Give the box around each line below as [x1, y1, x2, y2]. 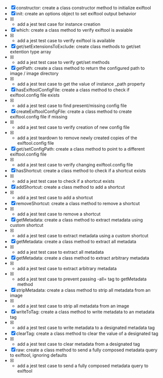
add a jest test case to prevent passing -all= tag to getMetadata [17, 276, 147, 282]
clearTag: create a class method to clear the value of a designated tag [16, 330, 159, 336]
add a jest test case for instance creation [17, 21, 100, 27]
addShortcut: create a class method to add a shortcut [16, 184, 125, 190]
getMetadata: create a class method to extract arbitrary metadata [16, 255, 150, 261]
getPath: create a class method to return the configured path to [16, 65, 145, 71]
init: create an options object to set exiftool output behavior [16, 11, 137, 16]
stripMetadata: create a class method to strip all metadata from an [16, 287, 151, 293]
